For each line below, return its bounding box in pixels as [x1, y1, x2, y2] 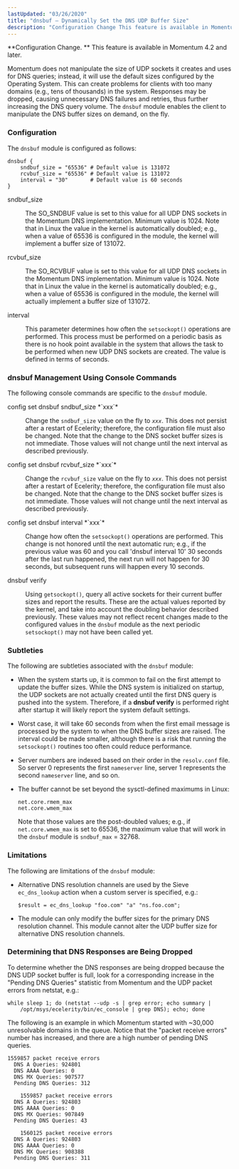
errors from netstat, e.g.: [7, 985, 80, 994]
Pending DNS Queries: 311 [14, 1154, 91, 1161]
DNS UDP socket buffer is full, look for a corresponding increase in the [7, 970, 215, 979]
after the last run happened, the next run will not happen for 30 [25, 555, 210, 563]
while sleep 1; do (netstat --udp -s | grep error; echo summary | [7, 1000, 212, 1007]
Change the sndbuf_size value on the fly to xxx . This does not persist [25, 416, 228, 424]
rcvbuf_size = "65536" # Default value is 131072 [20, 170, 171, 177]
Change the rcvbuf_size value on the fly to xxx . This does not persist [25, 474, 228, 483]
